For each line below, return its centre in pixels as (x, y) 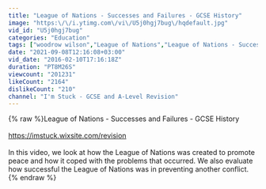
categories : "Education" (49, 38)
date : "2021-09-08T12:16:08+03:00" (67, 52)
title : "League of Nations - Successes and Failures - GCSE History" (125, 15)
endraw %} (38, 178)
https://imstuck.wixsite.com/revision (67, 136)
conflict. (236, 169)
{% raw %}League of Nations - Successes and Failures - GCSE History (124, 119)
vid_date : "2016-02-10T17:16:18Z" (65, 60)
